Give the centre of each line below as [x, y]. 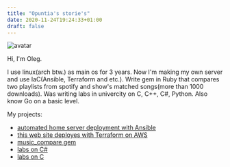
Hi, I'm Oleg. [25, 59]
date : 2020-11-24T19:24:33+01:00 [55, 20]
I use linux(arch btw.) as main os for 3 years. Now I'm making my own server [115, 72]
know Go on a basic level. [43, 101]
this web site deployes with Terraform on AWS [82, 135]
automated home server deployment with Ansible [86, 128]
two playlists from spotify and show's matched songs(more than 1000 [105, 87]
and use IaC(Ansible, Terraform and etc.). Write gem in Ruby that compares [113, 79]
